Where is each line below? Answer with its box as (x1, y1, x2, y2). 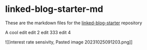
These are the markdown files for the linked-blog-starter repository (5, 20, 143, 26)
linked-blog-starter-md (5, 3, 103, 15)
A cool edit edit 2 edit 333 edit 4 (5, 29, 71, 35)
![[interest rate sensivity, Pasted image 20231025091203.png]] (5, 39, 133, 45)
